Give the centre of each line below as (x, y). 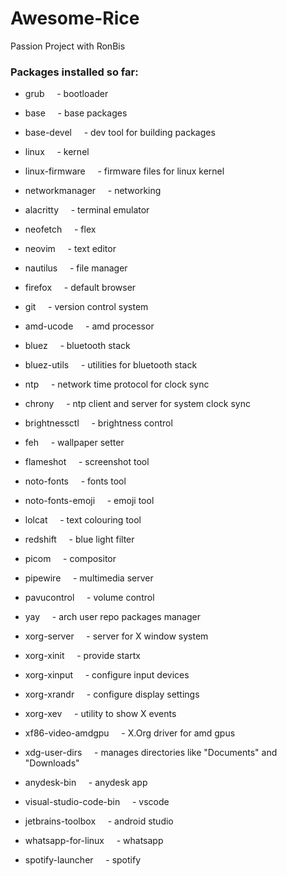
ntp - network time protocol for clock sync (117, 384)
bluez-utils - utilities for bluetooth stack (111, 365)
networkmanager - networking (93, 191)
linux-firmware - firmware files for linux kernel (124, 171)
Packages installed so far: (74, 72)
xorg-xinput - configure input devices (107, 675)
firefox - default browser (80, 288)
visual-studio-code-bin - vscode (97, 802)
